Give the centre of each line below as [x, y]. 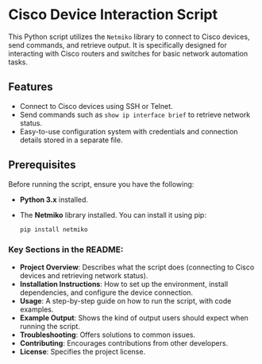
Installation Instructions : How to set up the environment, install [124, 284]
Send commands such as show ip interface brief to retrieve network [135, 114]
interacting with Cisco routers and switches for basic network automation [128, 53]
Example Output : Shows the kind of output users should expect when [134, 318]
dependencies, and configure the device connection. [106, 292]
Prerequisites [42, 165]
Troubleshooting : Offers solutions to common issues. [108, 335]
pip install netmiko [54, 229]
